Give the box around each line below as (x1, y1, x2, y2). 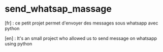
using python (5, 40, 32, 46)
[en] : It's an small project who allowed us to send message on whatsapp (5, 35, 157, 41)
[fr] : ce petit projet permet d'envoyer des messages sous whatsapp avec (5, 20, 158, 26)
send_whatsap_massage (5, 3, 112, 15)
